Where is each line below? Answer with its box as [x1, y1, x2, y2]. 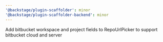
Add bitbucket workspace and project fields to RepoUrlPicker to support [5, 26, 158, 32]
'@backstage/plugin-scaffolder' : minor [5, 7, 91, 13]
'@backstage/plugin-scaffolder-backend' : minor [5, 12, 109, 17]
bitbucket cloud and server [5, 32, 63, 38]
